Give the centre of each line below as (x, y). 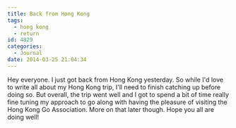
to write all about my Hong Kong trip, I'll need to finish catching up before (114, 87)
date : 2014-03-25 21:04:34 (47, 60)
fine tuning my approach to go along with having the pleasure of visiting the (117, 102)
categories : (25, 46)
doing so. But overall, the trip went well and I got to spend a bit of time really (118, 94)
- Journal (28, 53)
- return (26, 33)
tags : (15, 20)
